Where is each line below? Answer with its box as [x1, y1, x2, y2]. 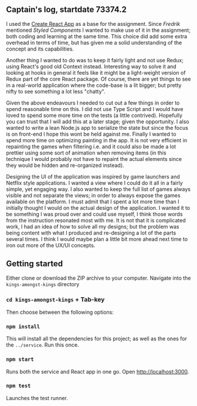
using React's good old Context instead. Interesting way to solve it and [6, 63, 177, 70]
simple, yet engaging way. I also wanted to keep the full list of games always [6, 185, 191, 193]
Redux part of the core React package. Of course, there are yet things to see [6, 75, 191, 82]
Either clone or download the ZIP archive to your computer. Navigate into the [6, 274, 191, 281]
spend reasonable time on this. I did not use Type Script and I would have [6, 105, 184, 112]
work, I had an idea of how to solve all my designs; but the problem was [6, 223, 179, 230]
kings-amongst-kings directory [6, 280, 80, 287]
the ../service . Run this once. [6, 341, 79, 348]
